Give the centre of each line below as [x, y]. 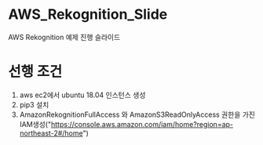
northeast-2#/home [51, 133]
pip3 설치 [34, 104]
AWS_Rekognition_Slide [88, 14]
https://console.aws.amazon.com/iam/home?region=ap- [142, 124]
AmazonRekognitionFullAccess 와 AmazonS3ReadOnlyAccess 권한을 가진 [137, 114]
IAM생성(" [35, 124]
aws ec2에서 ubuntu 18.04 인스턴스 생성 [82, 95]
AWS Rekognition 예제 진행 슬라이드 [64, 37]
